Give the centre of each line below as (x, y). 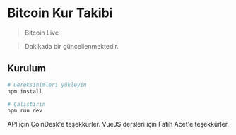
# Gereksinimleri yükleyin (47, 85)
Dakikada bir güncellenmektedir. (71, 46)
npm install (25, 91)
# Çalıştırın (26, 104)
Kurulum (27, 69)
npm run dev (25, 111)
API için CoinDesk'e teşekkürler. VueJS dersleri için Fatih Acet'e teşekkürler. (118, 124)
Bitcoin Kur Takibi (60, 13)
